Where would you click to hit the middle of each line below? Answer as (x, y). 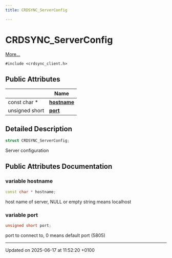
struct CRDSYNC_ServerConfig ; (38, 141)
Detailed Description (39, 129)
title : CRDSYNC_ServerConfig (36, 10)
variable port (22, 215)
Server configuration (27, 151)
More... (13, 54)
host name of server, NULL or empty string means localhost (68, 202)
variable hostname (29, 181)
